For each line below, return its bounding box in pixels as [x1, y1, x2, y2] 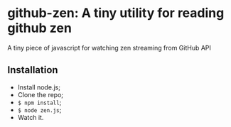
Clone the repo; [17, 90, 64, 99]
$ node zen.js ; [17, 105, 62, 114]
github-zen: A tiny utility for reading [7, 5, 225, 21]
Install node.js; [17, 83, 60, 92]
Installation [7, 64, 58, 76]
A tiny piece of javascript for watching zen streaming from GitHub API [7, 43, 212, 52]
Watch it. [17, 113, 44, 121]
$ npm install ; [17, 98, 62, 106]
